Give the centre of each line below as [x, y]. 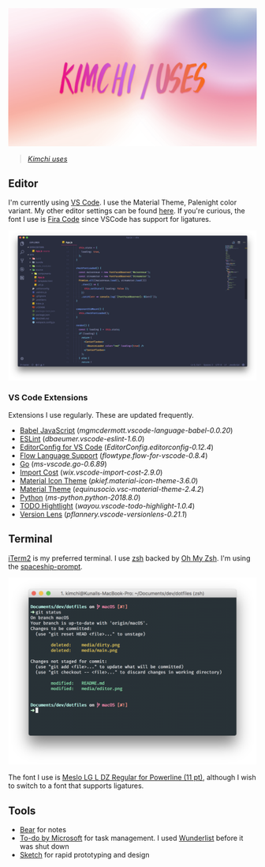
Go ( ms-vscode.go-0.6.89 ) [63, 464]
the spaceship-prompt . [45, 566]
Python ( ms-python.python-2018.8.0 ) [80, 497]
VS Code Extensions [48, 398]
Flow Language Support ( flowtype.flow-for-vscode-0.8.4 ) [114, 455]
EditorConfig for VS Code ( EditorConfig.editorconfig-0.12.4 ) [117, 447]
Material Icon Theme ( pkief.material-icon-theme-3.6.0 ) [109, 480]
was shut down [44, 846]
